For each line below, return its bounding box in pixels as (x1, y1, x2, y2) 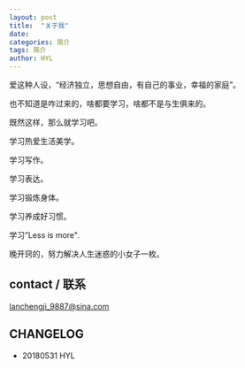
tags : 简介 (9, 46, 47, 55)
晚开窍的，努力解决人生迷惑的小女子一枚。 (9, 249, 165, 259)
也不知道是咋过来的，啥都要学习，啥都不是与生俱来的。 (9, 98, 211, 109)
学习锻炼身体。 (9, 192, 64, 203)
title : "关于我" (9, 21, 69, 30)
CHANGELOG (9, 326, 84, 341)
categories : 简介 (9, 37, 71, 47)
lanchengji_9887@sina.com (9, 301, 110, 311)
